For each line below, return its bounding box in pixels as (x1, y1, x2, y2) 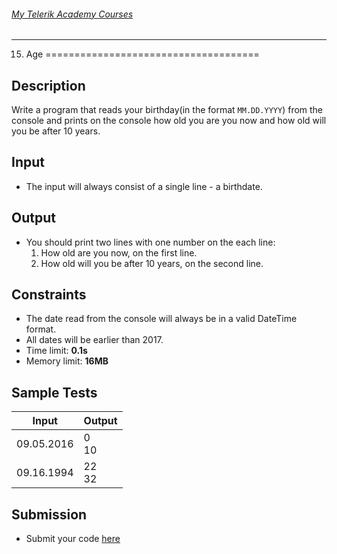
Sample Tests (11, 384, 98, 401)
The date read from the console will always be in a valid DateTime (25, 313, 298, 325)
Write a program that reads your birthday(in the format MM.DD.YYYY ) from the (11, 104, 324, 116)
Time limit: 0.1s (25, 345, 88, 357)
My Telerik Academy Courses (11, 8, 134, 20)
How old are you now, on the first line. (40, 246, 198, 259)
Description (11, 77, 86, 94)
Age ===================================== (25, 48, 260, 60)
